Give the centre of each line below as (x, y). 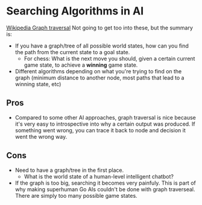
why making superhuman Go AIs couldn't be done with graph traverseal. (105, 189)
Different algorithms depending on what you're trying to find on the (98, 71)
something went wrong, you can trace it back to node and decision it (100, 130)
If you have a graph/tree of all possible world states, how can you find (102, 46)
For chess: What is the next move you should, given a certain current (109, 58)
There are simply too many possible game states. (76, 195)
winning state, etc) (38, 84)
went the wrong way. (41, 136)
